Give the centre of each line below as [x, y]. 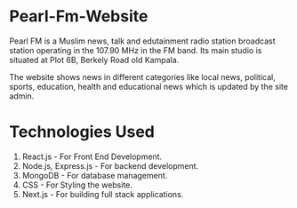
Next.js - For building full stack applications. [103, 194]
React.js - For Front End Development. [92, 156]
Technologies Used [82, 132]
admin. [22, 96]
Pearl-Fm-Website [79, 16]
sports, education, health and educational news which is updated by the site [149, 86]
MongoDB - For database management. [95, 175]
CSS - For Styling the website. [77, 185]
